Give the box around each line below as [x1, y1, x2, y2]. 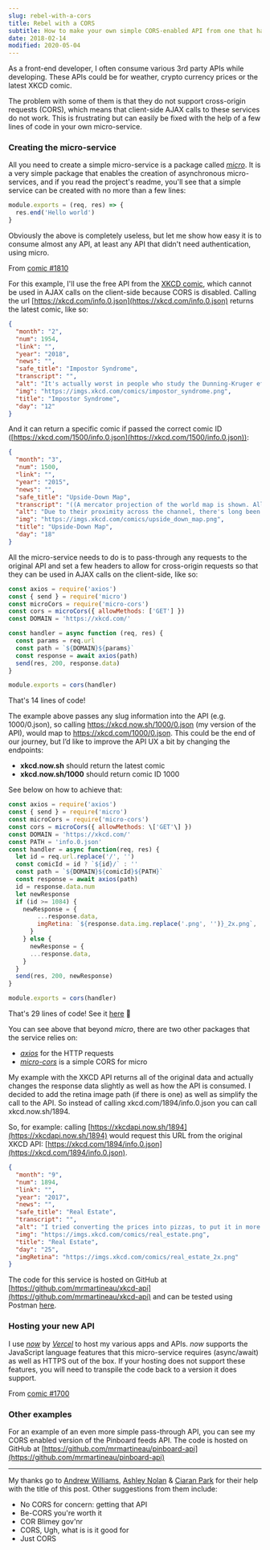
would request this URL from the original [108, 1131, 243, 1140]
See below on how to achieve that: [8, 785, 123, 795]
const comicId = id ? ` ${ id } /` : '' [15, 860, 138, 868]
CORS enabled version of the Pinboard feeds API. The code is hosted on [8, 1435, 248, 1445]
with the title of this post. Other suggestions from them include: [8, 1483, 219, 1494]
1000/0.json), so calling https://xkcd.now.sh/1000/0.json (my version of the [8, 720, 256, 729]
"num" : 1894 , [15, 1178, 59, 1186]
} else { [22, 935, 52, 944]
